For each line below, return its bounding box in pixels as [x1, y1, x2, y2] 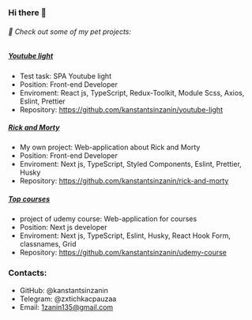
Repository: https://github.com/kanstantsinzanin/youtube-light [19, 104, 224, 114]
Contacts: [8, 268, 47, 279]
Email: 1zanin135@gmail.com [19, 302, 114, 311]
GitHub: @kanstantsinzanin [19, 285, 108, 295]
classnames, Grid [19, 239, 77, 249]
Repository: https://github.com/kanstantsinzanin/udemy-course [19, 248, 228, 258]
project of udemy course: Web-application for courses [19, 214, 197, 224]
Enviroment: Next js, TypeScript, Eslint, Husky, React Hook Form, [19, 231, 231, 240]
